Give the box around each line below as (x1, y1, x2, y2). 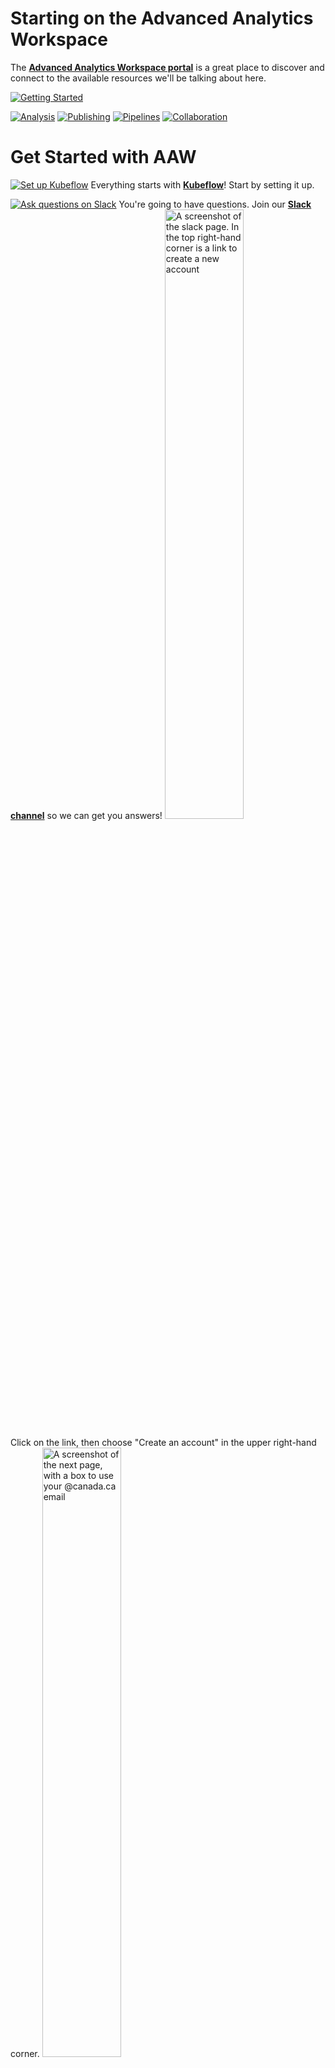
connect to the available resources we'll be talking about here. (10, 72, 267, 84)
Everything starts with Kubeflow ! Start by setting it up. (90, 178, 315, 191)
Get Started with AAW (10, 146, 197, 169)
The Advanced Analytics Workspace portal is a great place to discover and (10, 61, 325, 73)
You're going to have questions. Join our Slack (118, 198, 312, 210)
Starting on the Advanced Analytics (10, 7, 314, 30)
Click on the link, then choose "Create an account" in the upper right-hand (10, 1436, 317, 1448)
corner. (10, 2047, 40, 2059)
